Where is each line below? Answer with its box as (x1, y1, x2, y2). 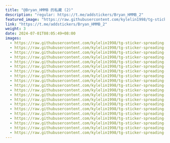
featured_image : (5, 17, 39, 22)
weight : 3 (5, 26, 26, 31)
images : (5, 36, 22, 41)
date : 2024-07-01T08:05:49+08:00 (5, 31, 76, 36)
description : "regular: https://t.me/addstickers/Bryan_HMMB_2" (5, 12, 144, 17)
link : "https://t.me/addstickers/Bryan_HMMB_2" (5, 21, 108, 27)
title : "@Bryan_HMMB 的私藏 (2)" (5, 7, 73, 13)
